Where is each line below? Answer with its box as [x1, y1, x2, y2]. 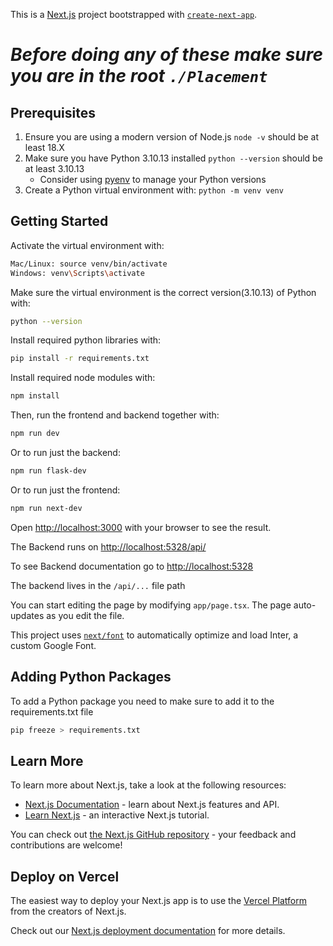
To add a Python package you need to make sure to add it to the [10, 695, 275, 707]
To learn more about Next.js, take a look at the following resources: [10, 779, 287, 791]
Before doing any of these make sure [10, 44, 324, 66]
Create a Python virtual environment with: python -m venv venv [24, 184, 284, 196]
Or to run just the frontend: [10, 484, 121, 496]
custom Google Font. [10, 639, 97, 651]
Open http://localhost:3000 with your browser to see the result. [10, 521, 272, 533]
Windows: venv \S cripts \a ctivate [10, 268, 145, 278]
